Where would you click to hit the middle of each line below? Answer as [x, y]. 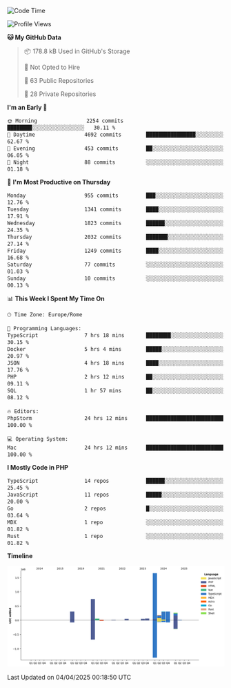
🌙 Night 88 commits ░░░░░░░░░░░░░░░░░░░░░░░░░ [115, 162]
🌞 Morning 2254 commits [66, 121]
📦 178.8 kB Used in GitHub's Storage [77, 51]
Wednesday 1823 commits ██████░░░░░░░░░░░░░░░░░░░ [115, 223]
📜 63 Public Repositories [59, 80]
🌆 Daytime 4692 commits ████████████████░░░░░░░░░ [115, 135]
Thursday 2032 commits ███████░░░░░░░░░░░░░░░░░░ [115, 237]
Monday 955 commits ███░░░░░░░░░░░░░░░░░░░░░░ [115, 195]
